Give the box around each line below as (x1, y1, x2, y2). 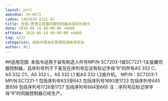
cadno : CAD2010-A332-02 (5, 16, 55, 21)
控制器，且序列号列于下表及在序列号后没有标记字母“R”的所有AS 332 (9, 65, 150, 71)
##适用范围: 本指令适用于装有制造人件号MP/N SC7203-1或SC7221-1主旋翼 (5, 58, 159, 65)
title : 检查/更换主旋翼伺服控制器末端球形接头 (5, 21, 91, 26)
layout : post (5, 7, 33, 12)
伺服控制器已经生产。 (21, 90, 65, 96)
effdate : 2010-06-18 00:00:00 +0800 (5, 30, 82, 35)
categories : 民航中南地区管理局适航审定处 (5, 40, 85, 45)
